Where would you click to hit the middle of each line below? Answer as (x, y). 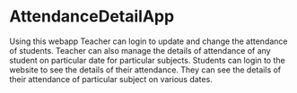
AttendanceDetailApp (92, 17)
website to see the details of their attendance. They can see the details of (145, 70)
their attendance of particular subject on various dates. (111, 79)
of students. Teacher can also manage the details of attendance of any (140, 50)
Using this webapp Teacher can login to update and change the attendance (148, 41)
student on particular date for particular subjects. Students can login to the (147, 60)
